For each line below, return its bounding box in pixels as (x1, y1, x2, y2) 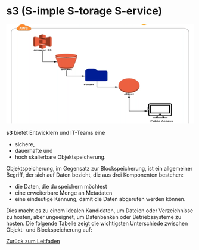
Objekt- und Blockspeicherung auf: (6, 226, 92, 233)
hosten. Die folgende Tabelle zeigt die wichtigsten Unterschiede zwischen (6, 220, 188, 227)
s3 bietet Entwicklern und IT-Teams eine (6, 129, 105, 137)
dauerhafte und (14, 147, 53, 155)
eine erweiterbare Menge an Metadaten (14, 189, 113, 196)
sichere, (14, 141, 35, 148)
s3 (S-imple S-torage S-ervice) (6, 4, 163, 18)
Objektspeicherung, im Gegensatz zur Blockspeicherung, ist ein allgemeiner (6, 165, 193, 172)
